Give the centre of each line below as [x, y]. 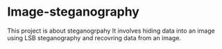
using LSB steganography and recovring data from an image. [94, 37]
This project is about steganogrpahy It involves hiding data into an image [111, 31]
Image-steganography [74, 12]
